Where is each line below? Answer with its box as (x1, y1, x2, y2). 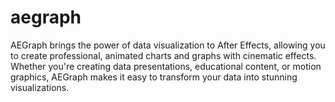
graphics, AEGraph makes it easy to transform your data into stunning (10, 71, 298, 83)
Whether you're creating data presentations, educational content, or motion (10, 60, 322, 72)
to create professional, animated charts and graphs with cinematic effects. (10, 49, 317, 61)
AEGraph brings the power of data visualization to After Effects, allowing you (10, 39, 326, 51)
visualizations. (10, 81, 70, 93)
